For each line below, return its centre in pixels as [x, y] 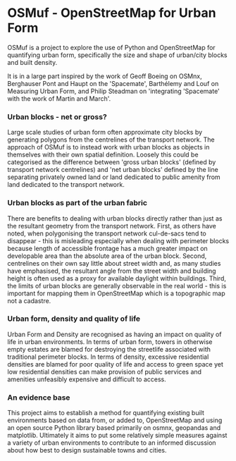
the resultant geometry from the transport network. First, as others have [112, 226]
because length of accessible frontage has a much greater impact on [107, 248]
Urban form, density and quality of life [74, 319]
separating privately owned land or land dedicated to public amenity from [114, 177]
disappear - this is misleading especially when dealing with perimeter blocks [118, 240]
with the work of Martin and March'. [59, 98]
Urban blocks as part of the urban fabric [77, 203]
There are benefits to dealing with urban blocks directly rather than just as [115, 218]
